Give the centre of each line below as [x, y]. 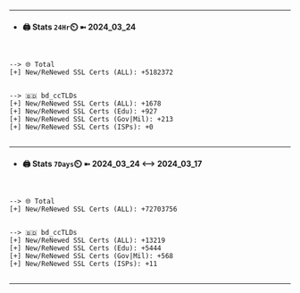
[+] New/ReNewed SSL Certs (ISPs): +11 [83, 264]
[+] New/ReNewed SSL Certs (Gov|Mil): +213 [92, 120]
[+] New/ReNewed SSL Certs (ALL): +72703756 [93, 209]
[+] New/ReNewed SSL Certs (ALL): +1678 [86, 104]
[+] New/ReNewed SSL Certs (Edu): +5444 [86, 248]
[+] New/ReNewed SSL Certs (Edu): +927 [83, 112]
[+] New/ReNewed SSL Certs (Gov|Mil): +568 [92, 256]
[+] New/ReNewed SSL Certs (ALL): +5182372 [92, 72]
